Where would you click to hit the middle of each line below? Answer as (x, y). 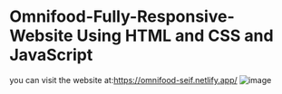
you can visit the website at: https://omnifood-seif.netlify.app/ (123, 80)
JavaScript (51, 55)
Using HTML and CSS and (175, 36)
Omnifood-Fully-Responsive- (122, 17)
